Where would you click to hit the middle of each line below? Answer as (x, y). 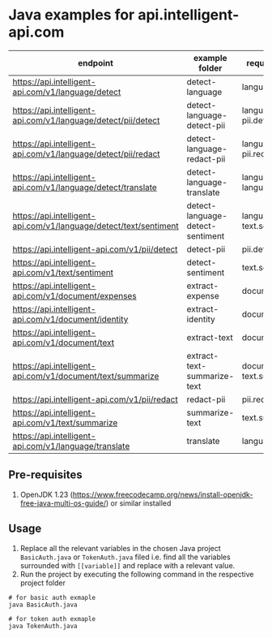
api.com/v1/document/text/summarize (86, 376)
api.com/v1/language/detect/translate (85, 187)
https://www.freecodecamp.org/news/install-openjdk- (163, 494)
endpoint (96, 63)
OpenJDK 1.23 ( (46, 494)
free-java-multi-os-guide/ (63, 503)
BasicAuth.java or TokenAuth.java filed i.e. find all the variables (125, 557)
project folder (43, 583)
